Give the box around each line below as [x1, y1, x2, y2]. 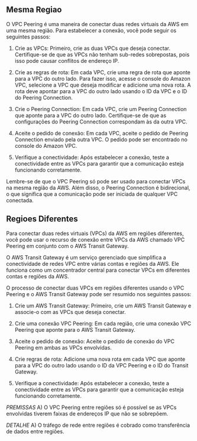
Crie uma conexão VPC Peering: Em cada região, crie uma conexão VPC [14, 320, 191, 327]
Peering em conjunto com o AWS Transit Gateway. [6, 242, 129, 249]
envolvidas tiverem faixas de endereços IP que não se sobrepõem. [6, 410, 169, 417]
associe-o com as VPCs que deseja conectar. [14, 308, 126, 315]
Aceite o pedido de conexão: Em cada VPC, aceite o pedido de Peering [14, 129, 188, 137]
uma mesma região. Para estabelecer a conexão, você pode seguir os [6, 27, 176, 34]
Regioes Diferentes [6, 214, 78, 224]
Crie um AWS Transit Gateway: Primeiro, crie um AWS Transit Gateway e [14, 302, 192, 309]
